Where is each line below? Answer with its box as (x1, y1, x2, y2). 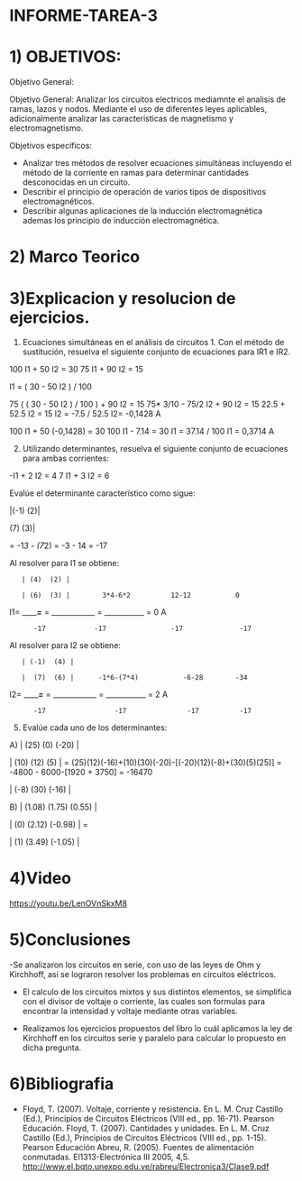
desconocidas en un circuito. (22, 177, 131, 188)
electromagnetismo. (9, 123, 84, 133)
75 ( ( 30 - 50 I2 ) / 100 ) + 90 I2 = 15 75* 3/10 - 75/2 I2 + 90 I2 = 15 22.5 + (9, 398, 286, 410)
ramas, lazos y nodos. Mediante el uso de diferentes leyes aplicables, (9, 104, 268, 114)
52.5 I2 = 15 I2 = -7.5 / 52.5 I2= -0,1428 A (9, 408, 161, 419)
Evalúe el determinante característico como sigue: (9, 488, 196, 499)
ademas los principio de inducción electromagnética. (22, 215, 220, 226)
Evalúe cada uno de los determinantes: (22, 722, 168, 733)
